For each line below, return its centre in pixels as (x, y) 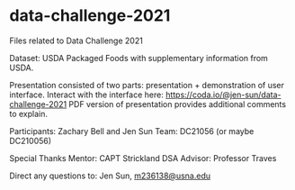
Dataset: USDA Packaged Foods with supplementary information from (139, 58)
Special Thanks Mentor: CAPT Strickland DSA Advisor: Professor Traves (143, 158)
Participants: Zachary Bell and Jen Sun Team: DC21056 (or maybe (132, 131)
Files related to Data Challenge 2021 (76, 41)
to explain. (28, 113)
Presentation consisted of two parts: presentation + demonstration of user (147, 85)
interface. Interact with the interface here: (86, 95)
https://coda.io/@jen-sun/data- (223, 95)
